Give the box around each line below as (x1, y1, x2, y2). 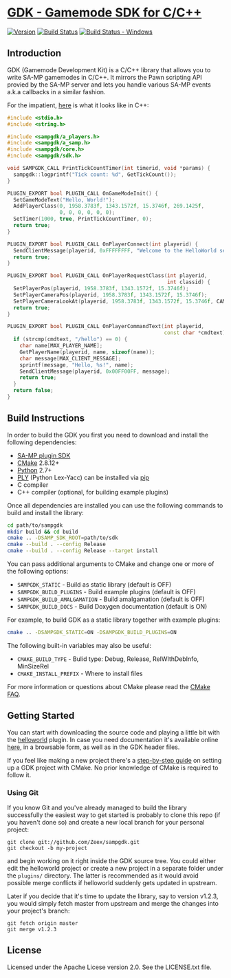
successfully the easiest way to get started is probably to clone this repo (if (7, 811, 221, 819)
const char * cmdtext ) (164, 329, 226, 336)
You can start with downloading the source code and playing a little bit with (7, 728, 220, 737)
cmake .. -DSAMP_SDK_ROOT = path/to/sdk (7, 534, 118, 541)
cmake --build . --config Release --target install (7, 547, 158, 554)
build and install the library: (7, 508, 84, 517)
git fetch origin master (7, 920, 78, 927)
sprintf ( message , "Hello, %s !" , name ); (19, 361, 134, 369)
